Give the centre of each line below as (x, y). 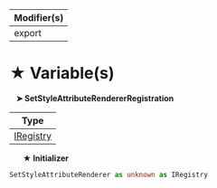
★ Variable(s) (62, 74)
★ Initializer (46, 158)
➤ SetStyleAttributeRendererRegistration (95, 98)
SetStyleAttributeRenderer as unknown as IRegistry (108, 174)
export (28, 33)
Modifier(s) (39, 18)
